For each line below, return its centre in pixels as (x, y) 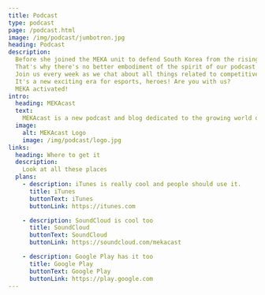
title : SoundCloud (59, 228)
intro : (19, 96)
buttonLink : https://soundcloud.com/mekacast (105, 243)
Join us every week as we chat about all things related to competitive (137, 74)
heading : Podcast (37, 45)
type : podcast (32, 23)
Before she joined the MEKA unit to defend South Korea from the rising (137, 60)
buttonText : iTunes (61, 199)
